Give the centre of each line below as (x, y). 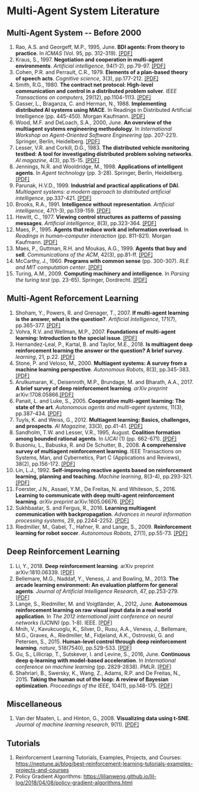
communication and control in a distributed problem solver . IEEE (96, 91)
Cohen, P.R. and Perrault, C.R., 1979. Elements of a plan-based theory (102, 72)
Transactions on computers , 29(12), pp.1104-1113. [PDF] (83, 97)
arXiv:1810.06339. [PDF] (45, 572)
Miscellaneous (34, 704)
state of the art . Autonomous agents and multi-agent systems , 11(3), (99, 407)
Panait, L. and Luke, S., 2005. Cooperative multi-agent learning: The (100, 400)
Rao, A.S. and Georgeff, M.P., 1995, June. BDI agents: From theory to (100, 47)
